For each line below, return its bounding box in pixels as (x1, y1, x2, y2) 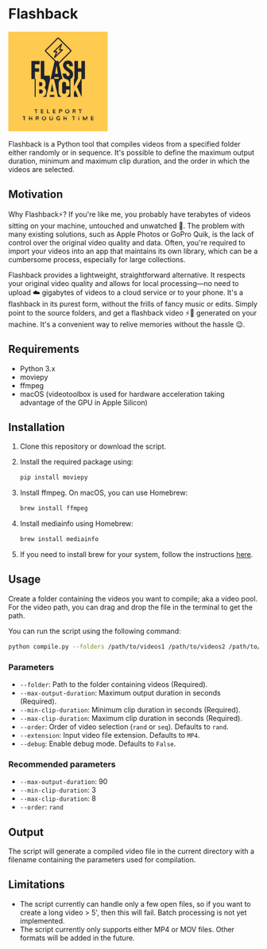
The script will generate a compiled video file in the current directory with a (8, 846, 255, 857)
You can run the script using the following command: (8, 626, 181, 636)
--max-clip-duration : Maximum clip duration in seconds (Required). (19, 713, 242, 723)
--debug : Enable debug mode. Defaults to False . (19, 739, 176, 748)
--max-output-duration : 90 (19, 777, 108, 786)
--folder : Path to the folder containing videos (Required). (19, 679, 208, 689)
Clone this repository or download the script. (19, 441, 167, 451)
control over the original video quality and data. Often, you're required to (8, 237, 246, 247)
